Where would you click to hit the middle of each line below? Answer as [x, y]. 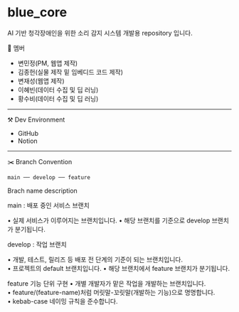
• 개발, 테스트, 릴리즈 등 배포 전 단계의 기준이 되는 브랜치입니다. [95, 259]
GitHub [28, 133]
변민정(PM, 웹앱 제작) [48, 63]
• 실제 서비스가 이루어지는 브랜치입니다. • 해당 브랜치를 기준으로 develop [109, 220]
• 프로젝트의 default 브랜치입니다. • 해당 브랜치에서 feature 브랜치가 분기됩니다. [119, 268]
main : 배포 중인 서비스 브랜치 [49, 205]
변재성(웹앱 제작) [41, 81]
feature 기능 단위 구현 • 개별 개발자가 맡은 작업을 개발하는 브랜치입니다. [107, 283]
